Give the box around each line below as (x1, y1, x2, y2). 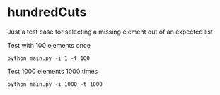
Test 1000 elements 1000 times (7, 67, 98, 75)
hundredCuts (7, 4, 87, 20)
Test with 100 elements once (7, 41, 91, 49)
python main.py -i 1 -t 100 (7, 54, 91, 62)
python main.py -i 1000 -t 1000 (7, 80, 103, 88)
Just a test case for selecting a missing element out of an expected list (7, 27, 214, 36)
